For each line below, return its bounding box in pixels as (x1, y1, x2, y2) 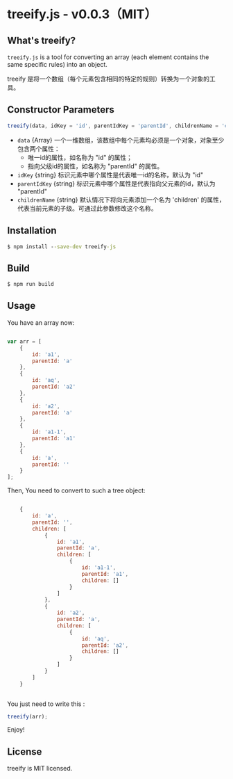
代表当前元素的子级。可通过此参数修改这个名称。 (17, 204, 157, 212)
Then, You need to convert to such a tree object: (7, 486, 146, 495)
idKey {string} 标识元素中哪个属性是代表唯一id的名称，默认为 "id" (17, 170, 203, 179)
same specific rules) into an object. (7, 61, 107, 68)
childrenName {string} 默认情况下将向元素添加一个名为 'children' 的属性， (17, 195, 225, 204)
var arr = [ (7, 338, 42, 345)
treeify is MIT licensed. (7, 764, 73, 773)
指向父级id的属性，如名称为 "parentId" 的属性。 (27, 161, 164, 170)
